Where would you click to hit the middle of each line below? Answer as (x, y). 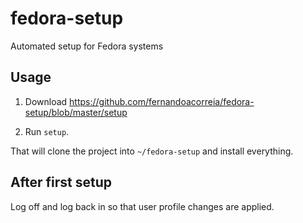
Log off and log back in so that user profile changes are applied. (142, 206)
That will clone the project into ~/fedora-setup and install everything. (152, 151)
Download (46, 101)
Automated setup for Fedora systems (87, 46)
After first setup (61, 182)
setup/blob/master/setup (76, 112)
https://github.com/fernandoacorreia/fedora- (162, 101)
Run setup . (47, 131)
